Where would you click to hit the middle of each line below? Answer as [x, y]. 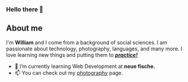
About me [24, 28]
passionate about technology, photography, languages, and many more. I [94, 49]
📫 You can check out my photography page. [69, 73]
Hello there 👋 [25, 9]
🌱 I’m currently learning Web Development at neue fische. [85, 66]
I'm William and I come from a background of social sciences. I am [87, 42]
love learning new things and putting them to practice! [72, 54]
